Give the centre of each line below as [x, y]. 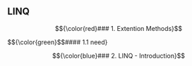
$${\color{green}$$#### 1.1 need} [58, 42]
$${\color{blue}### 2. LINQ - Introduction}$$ [119, 55]
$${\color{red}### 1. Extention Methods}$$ [119, 28]
